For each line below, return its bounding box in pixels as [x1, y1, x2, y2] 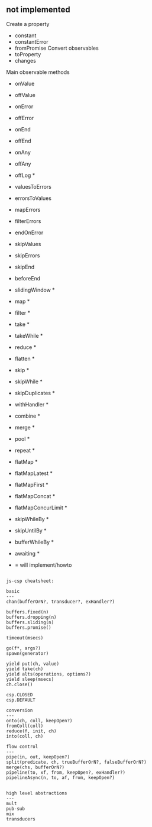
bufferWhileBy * [14, 538, 54, 545]
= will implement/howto [14, 561, 72, 568]
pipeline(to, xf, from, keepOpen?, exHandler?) [6, 769, 126, 776]
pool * [14, 435, 30, 442]
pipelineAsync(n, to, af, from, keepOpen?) [6, 774, 115, 780]
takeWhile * [14, 332, 43, 339]
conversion [6, 707, 33, 713]
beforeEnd [14, 274, 41, 282]
